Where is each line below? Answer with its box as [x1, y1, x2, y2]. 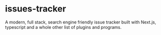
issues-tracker [5, 3, 66, 14]
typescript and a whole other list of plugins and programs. [5, 24, 122, 30]
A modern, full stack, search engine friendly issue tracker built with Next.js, [5, 19, 157, 25]
